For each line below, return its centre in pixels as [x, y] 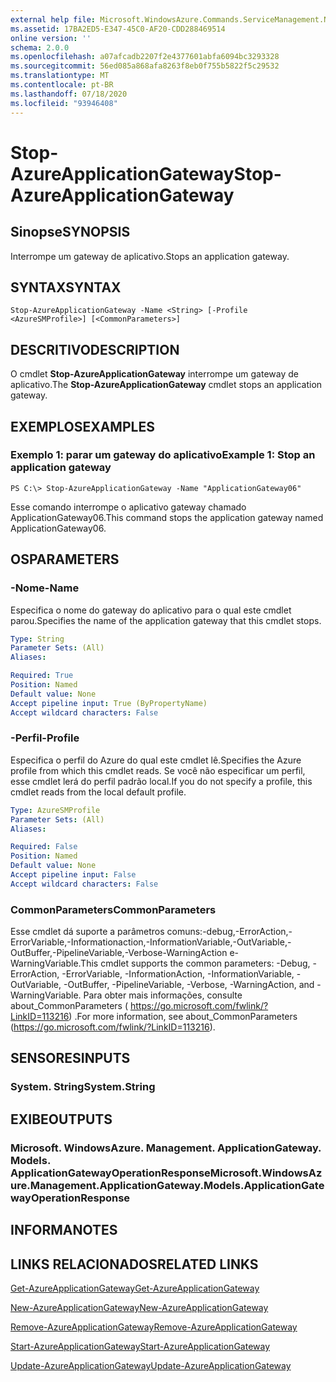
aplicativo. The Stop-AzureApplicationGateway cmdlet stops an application [166, 385]
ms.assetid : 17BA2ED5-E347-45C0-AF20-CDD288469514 [118, 29]
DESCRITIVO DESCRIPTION [95, 349]
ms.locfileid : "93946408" [64, 103]
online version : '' [51, 38]
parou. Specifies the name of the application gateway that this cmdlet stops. [166, 620]
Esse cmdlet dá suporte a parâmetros [87, 932]
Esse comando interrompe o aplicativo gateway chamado [128, 507]
